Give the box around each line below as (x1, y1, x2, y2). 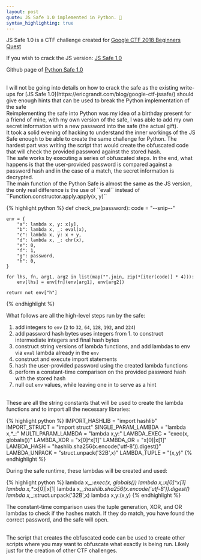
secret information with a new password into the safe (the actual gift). (6, 123, 178, 130)
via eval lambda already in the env (14, 349, 99, 357)
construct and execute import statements (14, 355, 117, 363)
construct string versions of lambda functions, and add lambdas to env (14, 343, 190, 350)
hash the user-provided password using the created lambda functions (14, 362, 188, 369)
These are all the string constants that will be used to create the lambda (6, 399, 184, 407)
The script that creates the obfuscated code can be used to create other (6, 534, 185, 541)
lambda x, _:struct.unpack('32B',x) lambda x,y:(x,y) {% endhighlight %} (6, 491, 181, 499)
